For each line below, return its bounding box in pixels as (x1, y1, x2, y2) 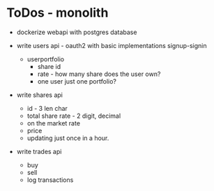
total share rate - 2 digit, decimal (26, 112, 121, 120)
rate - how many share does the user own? (37, 70, 161, 78)
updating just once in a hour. (26, 134, 109, 142)
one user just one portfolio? (37, 77, 116, 85)
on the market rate (26, 119, 81, 127)
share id (37, 62, 61, 70)
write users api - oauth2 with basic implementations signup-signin (16, 41, 207, 49)
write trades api (16, 147, 62, 155)
